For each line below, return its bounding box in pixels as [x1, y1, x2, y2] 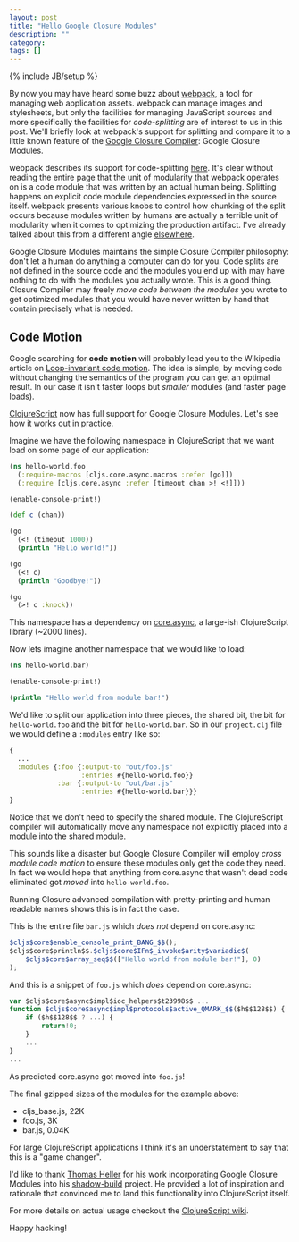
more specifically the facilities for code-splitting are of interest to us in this [9, 117, 283, 128]
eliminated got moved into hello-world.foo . [9, 877, 170, 888]
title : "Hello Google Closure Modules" [9, 21, 158, 30]
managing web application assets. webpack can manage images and [9, 97, 263, 108]
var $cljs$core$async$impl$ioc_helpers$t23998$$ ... [9, 996, 210, 1006]
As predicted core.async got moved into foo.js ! [9, 1070, 186, 1082]
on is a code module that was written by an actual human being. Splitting [9, 182, 277, 192]
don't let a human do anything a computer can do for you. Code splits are [9, 256, 279, 266]
